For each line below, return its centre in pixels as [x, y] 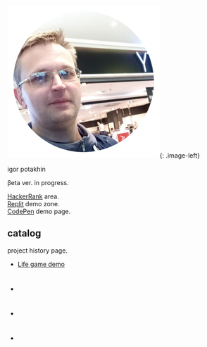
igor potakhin [26, 169]
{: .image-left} [180, 156]
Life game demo [41, 264]
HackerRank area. [33, 196]
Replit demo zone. [33, 204]
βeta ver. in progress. [38, 183]
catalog [24, 233]
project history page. [38, 250]
